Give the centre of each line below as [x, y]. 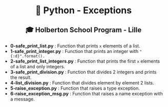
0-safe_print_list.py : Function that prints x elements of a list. [75, 46]
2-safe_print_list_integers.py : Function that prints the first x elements [85, 61]
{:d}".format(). [27, 56]
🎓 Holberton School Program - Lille [83, 30]
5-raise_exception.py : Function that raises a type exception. [75, 88]
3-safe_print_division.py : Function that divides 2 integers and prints [83, 72]
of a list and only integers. [38, 66]
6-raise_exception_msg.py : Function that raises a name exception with [86, 93]
